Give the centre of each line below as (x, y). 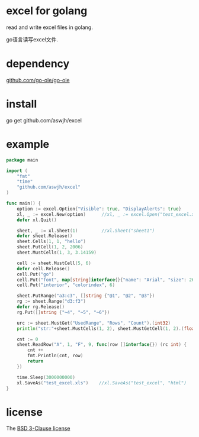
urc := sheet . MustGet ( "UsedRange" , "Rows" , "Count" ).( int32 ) (94, 323)
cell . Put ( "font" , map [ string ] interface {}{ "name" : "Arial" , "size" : (102, 280)
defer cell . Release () (43, 268)
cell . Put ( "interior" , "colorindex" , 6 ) (66, 285)
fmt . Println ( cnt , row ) (55, 356)
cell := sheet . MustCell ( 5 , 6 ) (54, 263)
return (36, 361)
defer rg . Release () (41, 307)
